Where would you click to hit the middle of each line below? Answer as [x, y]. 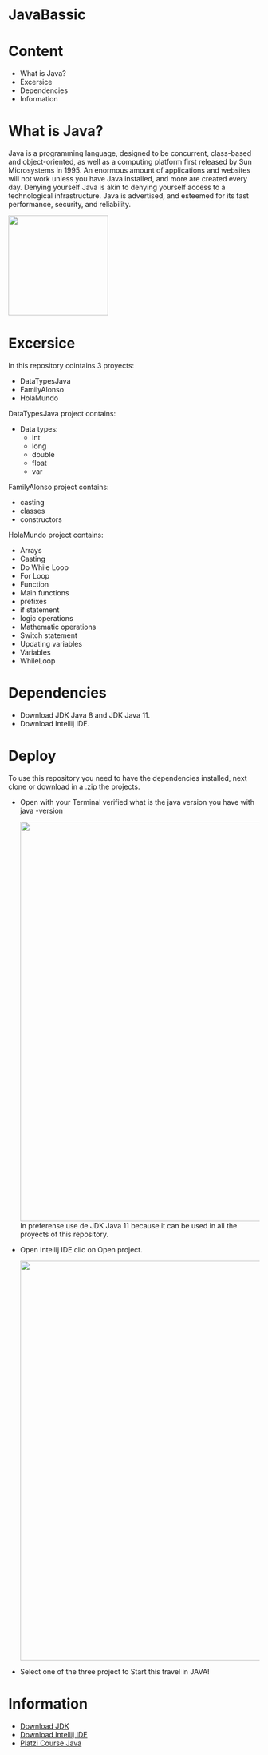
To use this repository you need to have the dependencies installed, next [128, 778]
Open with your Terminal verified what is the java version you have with [137, 802]
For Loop [35, 576]
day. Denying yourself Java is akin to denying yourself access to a [117, 187]
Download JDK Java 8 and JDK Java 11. [85, 715]
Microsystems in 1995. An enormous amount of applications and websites [130, 170]
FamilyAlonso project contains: [59, 487]
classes [32, 511]
